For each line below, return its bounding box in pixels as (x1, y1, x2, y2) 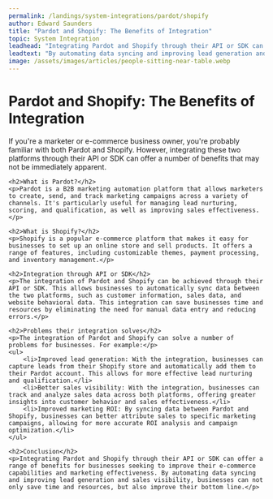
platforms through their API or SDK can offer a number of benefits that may (8, 153, 260, 163)
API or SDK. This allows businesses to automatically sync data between (8, 284, 260, 292)
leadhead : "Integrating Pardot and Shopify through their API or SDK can (8, 42, 264, 50)
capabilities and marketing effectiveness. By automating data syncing (8, 468, 256, 477)
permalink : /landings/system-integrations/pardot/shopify (8, 11, 209, 20)
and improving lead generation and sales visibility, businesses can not (8, 475, 264, 484)
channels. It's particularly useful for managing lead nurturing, (8, 199, 238, 207)
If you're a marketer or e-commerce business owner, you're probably (8, 136, 240, 146)
